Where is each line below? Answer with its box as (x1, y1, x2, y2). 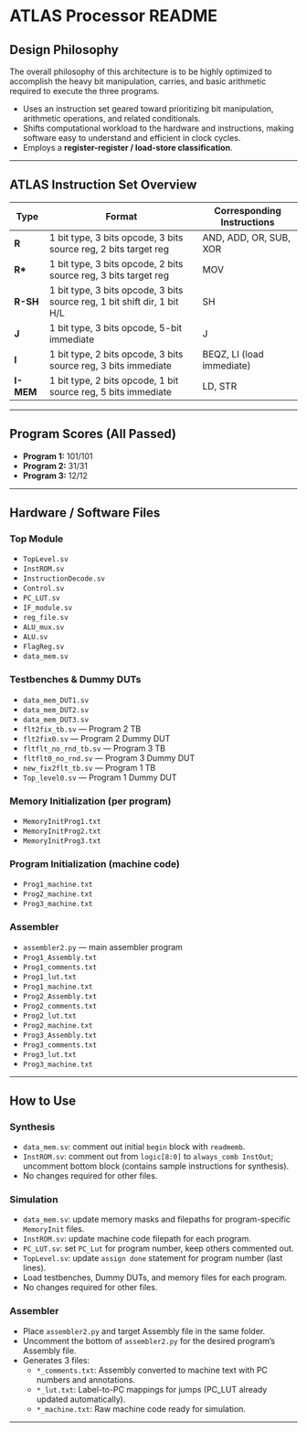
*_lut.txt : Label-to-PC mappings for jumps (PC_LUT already (36, 1384, 268, 1395)
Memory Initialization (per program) (9, 795, 172, 807)
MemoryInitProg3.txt (22, 836, 101, 846)
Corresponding (214, 204, 281, 217)
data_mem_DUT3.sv (22, 715, 90, 724)
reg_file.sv (22, 614, 69, 623)
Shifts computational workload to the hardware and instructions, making (22, 123, 294, 134)
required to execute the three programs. (9, 86, 160, 96)
